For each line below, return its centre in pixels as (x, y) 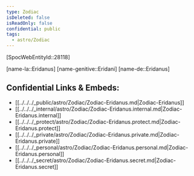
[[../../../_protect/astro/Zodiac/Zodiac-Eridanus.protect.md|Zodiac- (98, 122)
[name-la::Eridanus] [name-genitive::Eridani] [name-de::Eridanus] (88, 69)
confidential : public (34, 29)
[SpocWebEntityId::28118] (38, 57)
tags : (13, 34)
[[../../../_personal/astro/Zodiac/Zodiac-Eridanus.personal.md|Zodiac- (102, 147)
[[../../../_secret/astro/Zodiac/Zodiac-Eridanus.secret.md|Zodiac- (95, 160)
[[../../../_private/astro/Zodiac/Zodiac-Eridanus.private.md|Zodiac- (97, 134)
